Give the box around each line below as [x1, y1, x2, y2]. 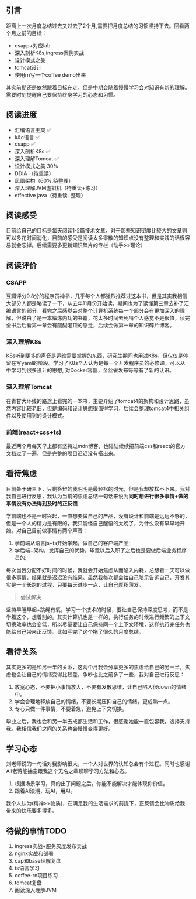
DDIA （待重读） [14, 169, 54, 177]
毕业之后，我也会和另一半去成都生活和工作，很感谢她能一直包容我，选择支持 [6, 717, 190, 724]
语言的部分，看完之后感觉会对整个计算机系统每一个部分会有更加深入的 [10, 307, 180, 315]
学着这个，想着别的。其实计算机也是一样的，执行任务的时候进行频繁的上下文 [6, 613, 190, 620]
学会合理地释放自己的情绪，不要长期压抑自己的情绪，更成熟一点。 [14, 698, 173, 705]
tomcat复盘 [14, 879, 42, 886]
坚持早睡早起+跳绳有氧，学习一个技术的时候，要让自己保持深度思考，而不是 [6, 606, 188, 613]
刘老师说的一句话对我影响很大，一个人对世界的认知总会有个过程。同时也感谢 [6, 760, 190, 767]
